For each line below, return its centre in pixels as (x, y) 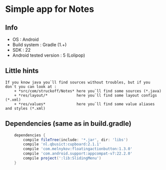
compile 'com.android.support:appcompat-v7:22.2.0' (78, 154)
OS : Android (25, 39)
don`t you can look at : (31, 86)
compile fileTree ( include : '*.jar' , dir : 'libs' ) (76, 140)
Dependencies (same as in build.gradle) (68, 124)
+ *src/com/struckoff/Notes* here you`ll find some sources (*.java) (88, 91)
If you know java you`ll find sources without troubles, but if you (78, 82)
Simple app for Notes (50, 9)
